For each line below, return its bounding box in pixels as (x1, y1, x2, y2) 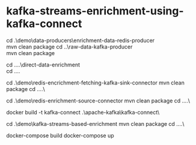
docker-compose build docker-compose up (6, 132, 114, 139)
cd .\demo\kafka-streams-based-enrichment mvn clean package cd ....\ (6, 120, 185, 127)
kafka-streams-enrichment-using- (6, 4, 185, 18)
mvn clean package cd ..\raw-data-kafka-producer (6, 43, 133, 50)
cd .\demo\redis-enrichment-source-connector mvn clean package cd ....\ (6, 97, 191, 104)
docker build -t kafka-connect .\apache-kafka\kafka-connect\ (6, 108, 160, 116)
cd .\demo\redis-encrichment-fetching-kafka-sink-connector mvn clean (6, 79, 185, 86)
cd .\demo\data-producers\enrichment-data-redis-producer (6, 37, 155, 44)
